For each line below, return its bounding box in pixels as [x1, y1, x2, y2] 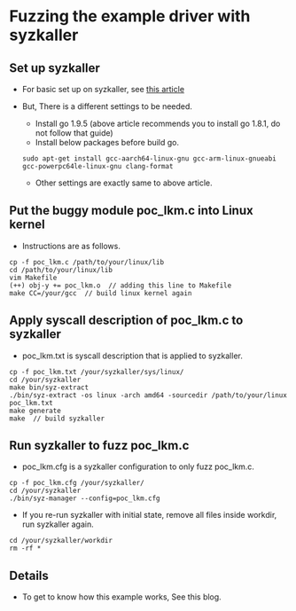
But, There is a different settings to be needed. [21, 101, 193, 112]
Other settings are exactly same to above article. [35, 177, 213, 188]
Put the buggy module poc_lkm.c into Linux [9, 203, 254, 218]
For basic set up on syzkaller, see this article [21, 84, 184, 94]
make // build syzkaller [9, 414, 105, 423]
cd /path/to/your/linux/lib [9, 265, 113, 274]
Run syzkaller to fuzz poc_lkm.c [9, 438, 190, 453]
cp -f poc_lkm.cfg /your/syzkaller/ [9, 479, 144, 488]
